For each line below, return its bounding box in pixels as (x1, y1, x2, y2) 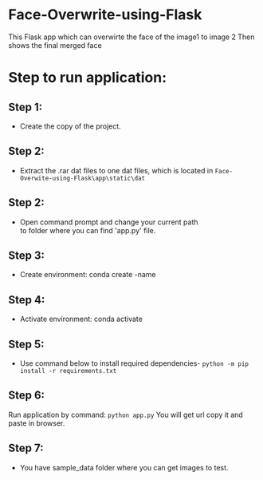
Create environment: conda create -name (19, 270, 156, 280)
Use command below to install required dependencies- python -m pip (19, 359, 249, 368)
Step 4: (8, 293, 45, 307)
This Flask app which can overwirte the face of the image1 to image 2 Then (8, 32, 255, 42)
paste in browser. (8, 418, 65, 428)
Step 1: (8, 100, 43, 113)
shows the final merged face (8, 40, 102, 50)
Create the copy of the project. (19, 121, 121, 131)
